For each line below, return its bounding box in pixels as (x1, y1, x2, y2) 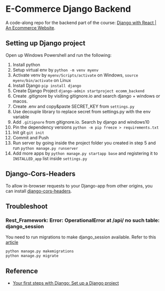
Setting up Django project (5, 39, 85, 48)
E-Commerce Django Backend (5, 3, 131, 15)
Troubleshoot (5, 202, 48, 211)
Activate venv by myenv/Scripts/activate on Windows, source (12, 72, 138, 78)
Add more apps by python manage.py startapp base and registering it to (12, 150, 158, 156)
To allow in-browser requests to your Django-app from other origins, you (5, 183, 153, 188)
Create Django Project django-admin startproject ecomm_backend (12, 87, 144, 94)
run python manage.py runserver (12, 145, 78, 151)
